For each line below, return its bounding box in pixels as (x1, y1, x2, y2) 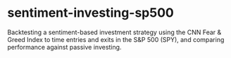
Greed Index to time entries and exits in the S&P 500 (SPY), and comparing (7, 35, 225, 43)
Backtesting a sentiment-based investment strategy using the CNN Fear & (7, 28, 222, 36)
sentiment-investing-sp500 (7, 5, 174, 21)
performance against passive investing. (7, 43, 122, 51)
